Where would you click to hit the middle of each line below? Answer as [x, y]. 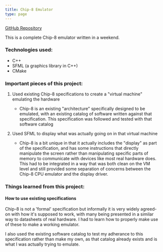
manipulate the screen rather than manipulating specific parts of [84, 153]
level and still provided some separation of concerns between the [85, 169]
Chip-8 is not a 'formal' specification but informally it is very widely [72, 209]
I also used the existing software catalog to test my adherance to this [74, 234]
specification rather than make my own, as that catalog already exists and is [81, 239]
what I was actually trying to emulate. [43, 244]
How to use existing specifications [41, 198]
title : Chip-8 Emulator [29, 9]
